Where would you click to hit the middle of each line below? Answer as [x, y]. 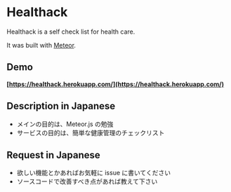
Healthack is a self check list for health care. [71, 32]
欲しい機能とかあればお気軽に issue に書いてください [94, 173]
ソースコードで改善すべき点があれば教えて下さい [87, 181]
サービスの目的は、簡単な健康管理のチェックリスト [91, 132]
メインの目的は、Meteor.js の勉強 [65, 124]
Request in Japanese [53, 155]
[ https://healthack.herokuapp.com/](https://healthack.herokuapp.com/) [115, 84]
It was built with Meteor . [41, 45]
